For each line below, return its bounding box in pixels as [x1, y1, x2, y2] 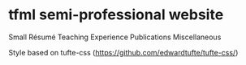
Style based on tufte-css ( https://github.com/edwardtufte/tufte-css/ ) [8, 47, 239, 57]
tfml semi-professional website [8, 6, 224, 24]
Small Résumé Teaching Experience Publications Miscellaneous [8, 32, 222, 42]
